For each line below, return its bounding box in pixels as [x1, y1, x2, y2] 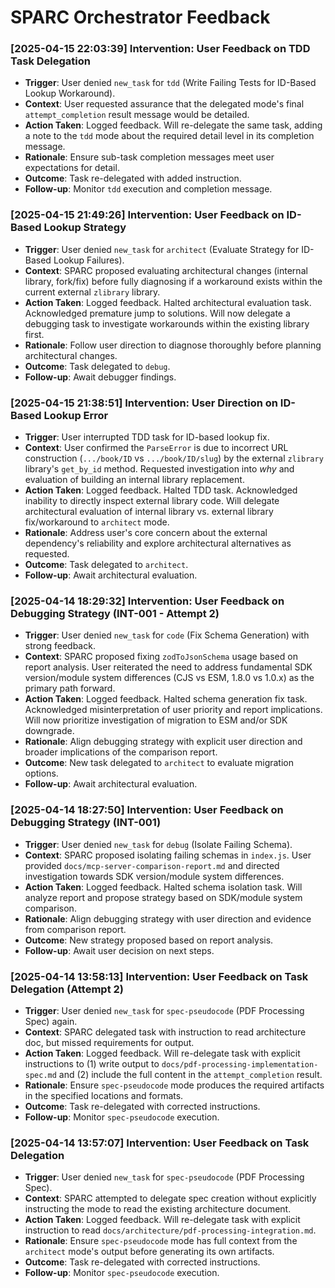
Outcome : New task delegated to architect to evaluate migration [24, 757, 294, 769]
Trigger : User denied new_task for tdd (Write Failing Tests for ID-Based [24, 77, 317, 89]
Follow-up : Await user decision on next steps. [24, 944, 215, 956]
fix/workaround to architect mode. [24, 516, 170, 528]
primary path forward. [24, 682, 116, 695]
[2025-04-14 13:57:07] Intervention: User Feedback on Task [10, 1136, 310, 1150]
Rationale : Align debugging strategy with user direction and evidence [24, 912, 312, 925]
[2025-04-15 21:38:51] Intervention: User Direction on [10, 396, 278, 410]
